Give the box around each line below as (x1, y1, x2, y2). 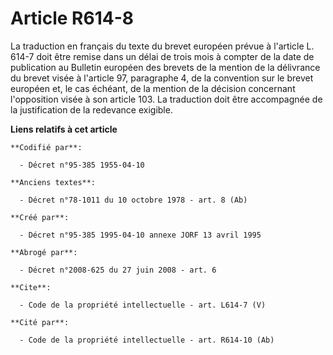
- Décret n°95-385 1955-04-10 (19, 160, 145, 170)
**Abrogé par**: (10, 247, 78, 257)
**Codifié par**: (10, 142, 83, 152)
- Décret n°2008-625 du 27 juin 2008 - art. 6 (19, 265, 217, 275)
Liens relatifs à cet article (10, 123, 118, 135)
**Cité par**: (10, 317, 70, 327)
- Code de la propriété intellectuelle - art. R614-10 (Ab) (19, 335, 275, 345)
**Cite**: (10, 282, 52, 292)
